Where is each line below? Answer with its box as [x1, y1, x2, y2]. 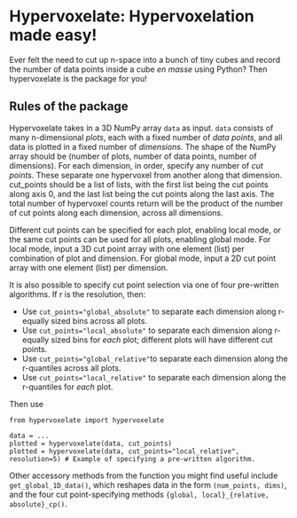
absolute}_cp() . [9, 498, 68, 509]
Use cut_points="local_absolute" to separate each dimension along [21, 325, 273, 335]
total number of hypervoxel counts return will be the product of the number [9, 198, 284, 208]
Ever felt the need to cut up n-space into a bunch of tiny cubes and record [9, 54, 281, 65]
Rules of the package [9, 99, 129, 114]
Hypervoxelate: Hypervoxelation [9, 6, 254, 27]
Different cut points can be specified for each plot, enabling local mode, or [9, 224, 282, 235]
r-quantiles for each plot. [21, 381, 113, 392]
